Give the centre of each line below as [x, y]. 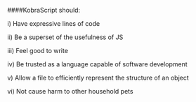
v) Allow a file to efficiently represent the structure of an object [98, 78]
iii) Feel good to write [38, 51]
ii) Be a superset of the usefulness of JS [65, 37]
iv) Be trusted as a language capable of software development [97, 64]
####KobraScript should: [44, 10]
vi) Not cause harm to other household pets [70, 91]
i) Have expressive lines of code [54, 23]
